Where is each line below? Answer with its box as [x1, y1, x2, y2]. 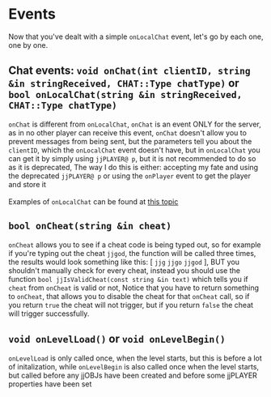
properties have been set [8, 379, 92, 389]
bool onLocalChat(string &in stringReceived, [8, 89, 243, 101]
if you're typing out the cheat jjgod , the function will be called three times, [8, 248, 256, 258]
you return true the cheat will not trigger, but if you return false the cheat [8, 300, 253, 309]
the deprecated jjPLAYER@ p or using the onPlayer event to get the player [8, 171, 251, 181]
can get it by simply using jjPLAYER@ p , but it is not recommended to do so [8, 153, 256, 163]
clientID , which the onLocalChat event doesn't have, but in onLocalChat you [8, 145, 260, 155]
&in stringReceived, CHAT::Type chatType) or [8, 76, 240, 90]
